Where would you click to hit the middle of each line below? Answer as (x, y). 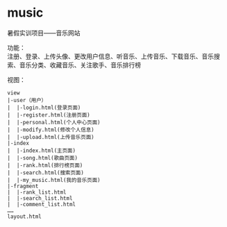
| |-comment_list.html (42, 204)
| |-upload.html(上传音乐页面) (51, 137)
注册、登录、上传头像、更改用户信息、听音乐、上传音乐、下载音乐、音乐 (110, 56)
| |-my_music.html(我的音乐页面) (54, 180)
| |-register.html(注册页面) (49, 115)
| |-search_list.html (40, 198)
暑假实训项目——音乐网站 (44, 33)
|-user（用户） (27, 100)
